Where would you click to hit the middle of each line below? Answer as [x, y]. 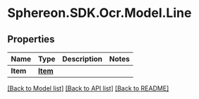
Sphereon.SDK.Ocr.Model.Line [99, 13]
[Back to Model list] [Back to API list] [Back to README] [88, 88]
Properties [31, 39]
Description [82, 59]
